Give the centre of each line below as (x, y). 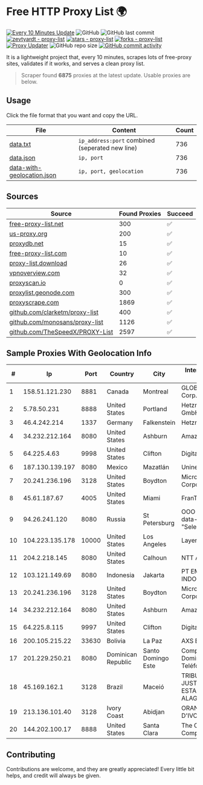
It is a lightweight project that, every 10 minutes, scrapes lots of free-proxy (99, 57)
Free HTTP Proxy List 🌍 (67, 12)
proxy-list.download (38, 263)
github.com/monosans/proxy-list (56, 322)
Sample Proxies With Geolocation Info (79, 353)
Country (122, 374)
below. (29, 82)
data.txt (20, 144)
